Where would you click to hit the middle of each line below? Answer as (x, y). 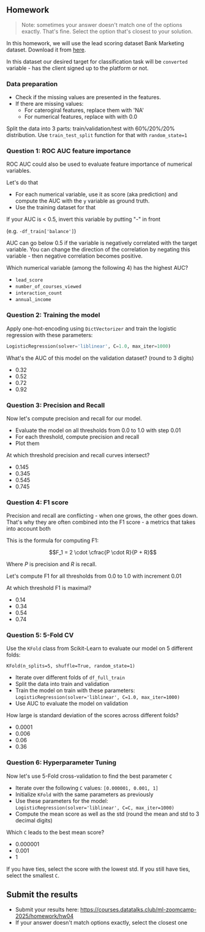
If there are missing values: (49, 104)
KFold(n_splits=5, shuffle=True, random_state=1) (71, 666)
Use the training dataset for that (55, 207)
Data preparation (32, 84)
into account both (28, 529)
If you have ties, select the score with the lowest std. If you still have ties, (98, 869)
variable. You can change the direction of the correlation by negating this (99, 250)
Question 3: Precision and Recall (56, 405)
